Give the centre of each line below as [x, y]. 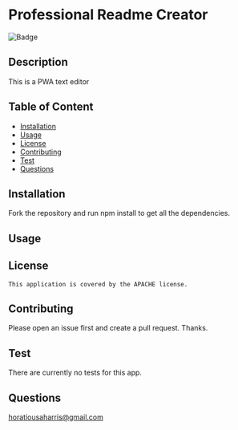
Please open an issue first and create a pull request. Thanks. [108, 328]
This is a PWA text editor [49, 81]
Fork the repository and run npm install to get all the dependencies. [119, 213]
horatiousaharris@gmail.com [56, 417]
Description [38, 62]
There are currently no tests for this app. [75, 373]
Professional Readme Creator [108, 15]
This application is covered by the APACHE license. [98, 284]
